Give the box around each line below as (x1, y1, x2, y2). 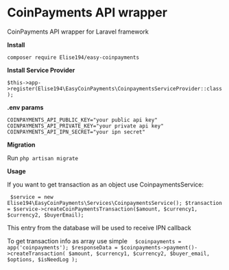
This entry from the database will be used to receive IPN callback (7, 223, 192, 232)
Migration (7, 140, 36, 149)
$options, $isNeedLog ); (7, 256, 78, 263)
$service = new (10, 193, 53, 200)
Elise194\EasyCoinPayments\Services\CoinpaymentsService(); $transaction (7, 199, 223, 206)
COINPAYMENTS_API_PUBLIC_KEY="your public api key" (7, 116, 158, 123)
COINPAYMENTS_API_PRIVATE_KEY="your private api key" (7, 122, 165, 130)
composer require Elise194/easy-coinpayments (7, 53, 139, 61)
